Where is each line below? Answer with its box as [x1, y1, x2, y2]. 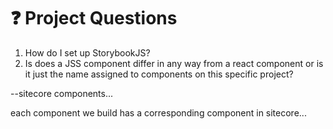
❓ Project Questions [10, 7, 178, 30]
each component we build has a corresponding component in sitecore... [10, 106, 307, 119]
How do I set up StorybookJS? [24, 46, 151, 59]
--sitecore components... [10, 87, 114, 99]
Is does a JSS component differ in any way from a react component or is [24, 57, 324, 69]
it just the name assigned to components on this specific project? [24, 68, 294, 80]
